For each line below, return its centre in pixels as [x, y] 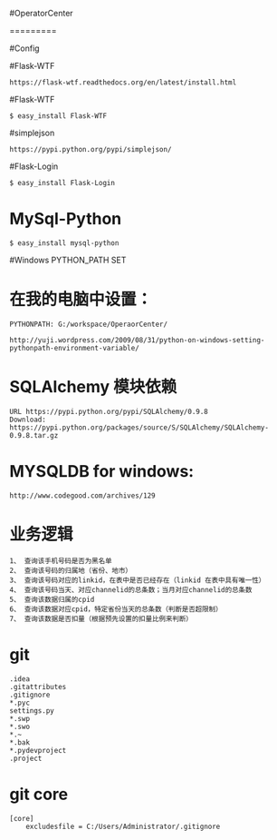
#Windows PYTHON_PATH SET [68, 260]
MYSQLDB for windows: [102, 471]
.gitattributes [38, 687]
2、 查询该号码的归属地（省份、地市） [71, 570]
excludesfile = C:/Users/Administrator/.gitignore [123, 826]
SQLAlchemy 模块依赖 [93, 387]
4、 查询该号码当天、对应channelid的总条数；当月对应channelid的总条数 [131, 589]
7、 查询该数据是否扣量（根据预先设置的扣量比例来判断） [101, 618]
